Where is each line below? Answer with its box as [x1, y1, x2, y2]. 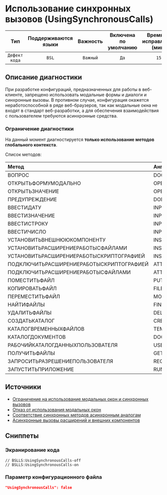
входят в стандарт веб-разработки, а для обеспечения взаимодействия [5, 108, 159, 114]
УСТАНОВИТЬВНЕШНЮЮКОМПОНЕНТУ [7, 237, 106, 244]
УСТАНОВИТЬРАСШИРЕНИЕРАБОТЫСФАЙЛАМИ [7, 245, 128, 251]
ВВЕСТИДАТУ [7, 204, 41, 211]
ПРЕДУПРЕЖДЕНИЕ [7, 196, 57, 203]
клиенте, [5, 92, 24, 98]
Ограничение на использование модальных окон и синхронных [12, 396, 149, 402]
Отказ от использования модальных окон [12, 406, 101, 412]
